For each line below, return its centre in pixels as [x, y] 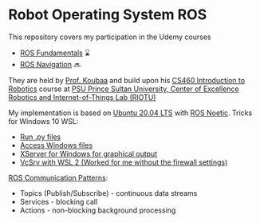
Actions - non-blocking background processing [98, 210]
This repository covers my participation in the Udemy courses [110, 37]
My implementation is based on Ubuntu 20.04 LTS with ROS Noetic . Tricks [130, 113]
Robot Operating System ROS [108, 15]
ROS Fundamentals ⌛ [55, 53]
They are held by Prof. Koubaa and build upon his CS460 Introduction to [127, 80]
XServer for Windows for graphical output [89, 153]
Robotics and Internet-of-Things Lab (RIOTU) [82, 97]
